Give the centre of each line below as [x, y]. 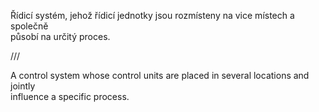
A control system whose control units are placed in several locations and [160, 75]
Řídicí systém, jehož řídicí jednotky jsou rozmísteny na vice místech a [152, 15]
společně [29, 26]
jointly [23, 86]
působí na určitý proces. [60, 36]
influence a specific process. [70, 96]
